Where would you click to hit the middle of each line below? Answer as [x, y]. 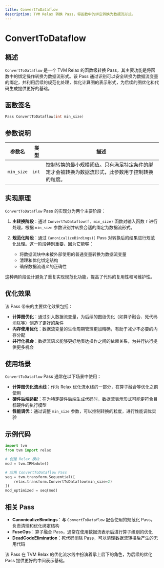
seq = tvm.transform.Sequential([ [40, 477]
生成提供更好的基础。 [31, 88]
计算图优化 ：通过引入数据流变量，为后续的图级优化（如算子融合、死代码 [85, 316]
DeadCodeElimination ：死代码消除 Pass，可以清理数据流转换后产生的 [83, 538]
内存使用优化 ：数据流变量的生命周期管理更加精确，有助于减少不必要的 [83, 329]
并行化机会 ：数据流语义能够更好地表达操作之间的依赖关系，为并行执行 [83, 341]
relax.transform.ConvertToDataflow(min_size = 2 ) [63, 481]
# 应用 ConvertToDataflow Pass [36, 472]
